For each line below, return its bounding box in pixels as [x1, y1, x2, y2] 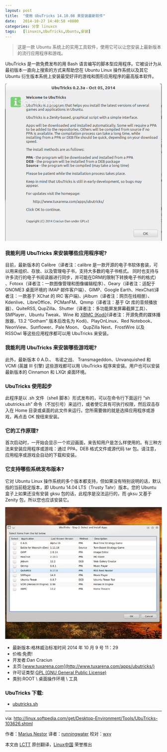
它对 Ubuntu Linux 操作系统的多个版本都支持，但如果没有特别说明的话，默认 [5, 478, 162, 484]
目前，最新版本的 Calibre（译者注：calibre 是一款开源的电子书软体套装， [5, 262, 154, 268]
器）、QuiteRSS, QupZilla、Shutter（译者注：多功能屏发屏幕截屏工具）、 [5, 306, 151, 312]
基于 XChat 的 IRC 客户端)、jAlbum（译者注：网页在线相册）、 [26, 293, 153, 299]
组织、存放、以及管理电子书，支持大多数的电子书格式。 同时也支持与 [18, 268, 159, 274]
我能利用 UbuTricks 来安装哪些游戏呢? [5, 344, 97, 351]
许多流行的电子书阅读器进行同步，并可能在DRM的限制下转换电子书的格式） [5, 274, 159, 280]
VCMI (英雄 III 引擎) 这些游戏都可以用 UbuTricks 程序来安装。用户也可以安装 [5, 363, 160, 369]
